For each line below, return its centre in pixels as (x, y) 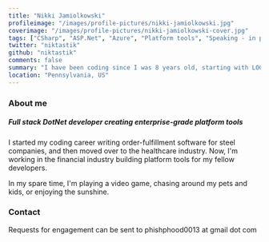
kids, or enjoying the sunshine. (59, 192)
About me (28, 103)
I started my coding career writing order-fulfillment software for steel (122, 142)
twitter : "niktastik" (44, 46)
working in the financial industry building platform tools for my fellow (121, 159)
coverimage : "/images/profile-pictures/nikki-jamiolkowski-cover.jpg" (128, 30)
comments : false (35, 61)
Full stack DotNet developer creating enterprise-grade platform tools (126, 122)
